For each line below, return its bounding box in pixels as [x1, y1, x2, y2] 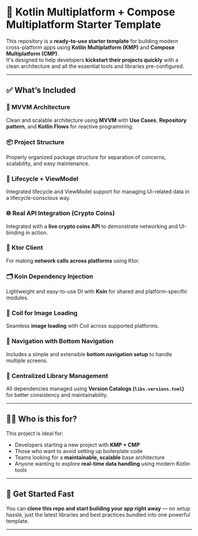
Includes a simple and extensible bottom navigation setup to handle [6, 350, 173, 357]
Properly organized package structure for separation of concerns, [6, 153, 166, 160]
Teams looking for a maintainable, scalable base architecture [14, 454, 165, 461]
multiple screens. [6, 357, 48, 364]
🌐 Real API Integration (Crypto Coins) [6, 209, 115, 218]
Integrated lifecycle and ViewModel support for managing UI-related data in [6, 188, 190, 195]
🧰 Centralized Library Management [6, 372, 108, 380]
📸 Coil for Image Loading [6, 309, 78, 317]
